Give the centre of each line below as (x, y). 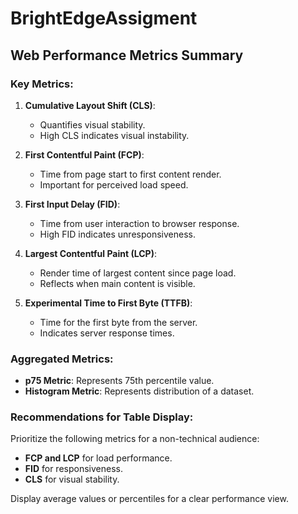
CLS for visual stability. (72, 479)
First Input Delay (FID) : (72, 204)
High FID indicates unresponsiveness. (117, 234)
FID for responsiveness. (73, 469)
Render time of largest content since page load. (138, 273)
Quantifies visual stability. (92, 124)
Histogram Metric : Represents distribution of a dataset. (139, 391)
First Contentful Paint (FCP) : (84, 154)
